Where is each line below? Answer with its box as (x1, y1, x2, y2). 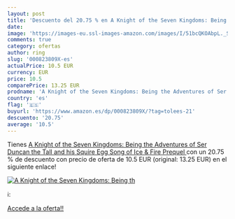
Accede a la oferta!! (7, 204, 64, 212)
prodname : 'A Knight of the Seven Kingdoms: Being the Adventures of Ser (7, 88, 227, 95)
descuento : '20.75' (7, 114, 64, 121)
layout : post (7, 10, 45, 17)
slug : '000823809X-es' (7, 56, 73, 63)
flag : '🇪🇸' (7, 101, 42, 108)
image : (7, 29, 27, 37)
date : (7, 23, 23, 30)
